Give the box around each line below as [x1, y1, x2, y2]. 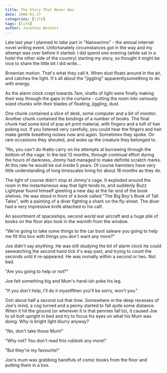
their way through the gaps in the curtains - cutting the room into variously [5, 95, 158, 102]
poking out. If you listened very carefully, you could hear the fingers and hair [5, 126, 162, 132]
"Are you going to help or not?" [5, 269, 69, 275]
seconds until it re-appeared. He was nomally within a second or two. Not [5, 254, 156, 260]
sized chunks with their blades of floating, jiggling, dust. [5, 101, 120, 107]
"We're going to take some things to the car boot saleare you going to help [5, 228, 158, 234]
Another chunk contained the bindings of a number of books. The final [5, 116, 150, 122]
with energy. [5, 80, 31, 87]
